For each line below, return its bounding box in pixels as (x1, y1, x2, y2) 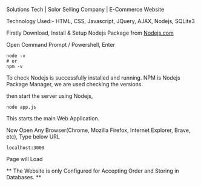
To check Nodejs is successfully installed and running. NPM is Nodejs (6, 74, 180, 81)
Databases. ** (6, 174, 41, 181)
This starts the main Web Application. (6, 115, 100, 122)
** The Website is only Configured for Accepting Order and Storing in (6, 167, 180, 174)
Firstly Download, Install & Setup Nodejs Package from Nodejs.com (6, 29, 174, 36)
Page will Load (6, 156, 43, 162)
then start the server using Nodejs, (6, 92, 93, 100)
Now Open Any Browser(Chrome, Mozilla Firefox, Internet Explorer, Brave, (6, 126, 191, 134)
